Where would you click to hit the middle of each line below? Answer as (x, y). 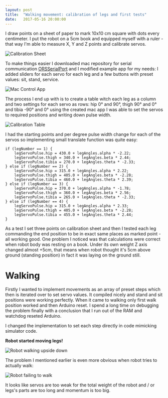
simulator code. (21, 331)
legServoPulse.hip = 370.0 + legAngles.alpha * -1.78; (73, 189)
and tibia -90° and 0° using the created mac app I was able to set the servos (84, 110)
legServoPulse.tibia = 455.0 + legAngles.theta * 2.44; (74, 215)
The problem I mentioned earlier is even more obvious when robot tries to (81, 360)
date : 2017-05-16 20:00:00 (36, 19)
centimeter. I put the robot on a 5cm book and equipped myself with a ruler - (84, 39)
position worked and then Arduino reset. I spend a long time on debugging (82, 305)
